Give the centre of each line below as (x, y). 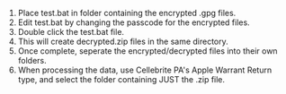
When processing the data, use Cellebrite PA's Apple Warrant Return (145, 70)
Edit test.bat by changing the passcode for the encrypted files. (134, 22)
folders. (32, 60)
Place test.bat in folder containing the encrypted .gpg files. (127, 13)
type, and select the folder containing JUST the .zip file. (121, 79)
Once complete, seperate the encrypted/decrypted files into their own (147, 51)
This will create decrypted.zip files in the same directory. (123, 41)
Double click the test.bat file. (71, 32)
